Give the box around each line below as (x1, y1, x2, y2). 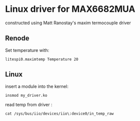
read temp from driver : (5, 101, 53, 107)
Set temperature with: (5, 47, 49, 53)
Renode (5, 34, 30, 42)
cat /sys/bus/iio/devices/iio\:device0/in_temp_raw (5, 111, 114, 116)
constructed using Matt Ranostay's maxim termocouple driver (5, 20, 131, 26)
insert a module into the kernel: (5, 83, 69, 89)
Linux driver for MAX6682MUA (5, 3, 136, 15)
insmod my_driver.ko (5, 93, 48, 98)
